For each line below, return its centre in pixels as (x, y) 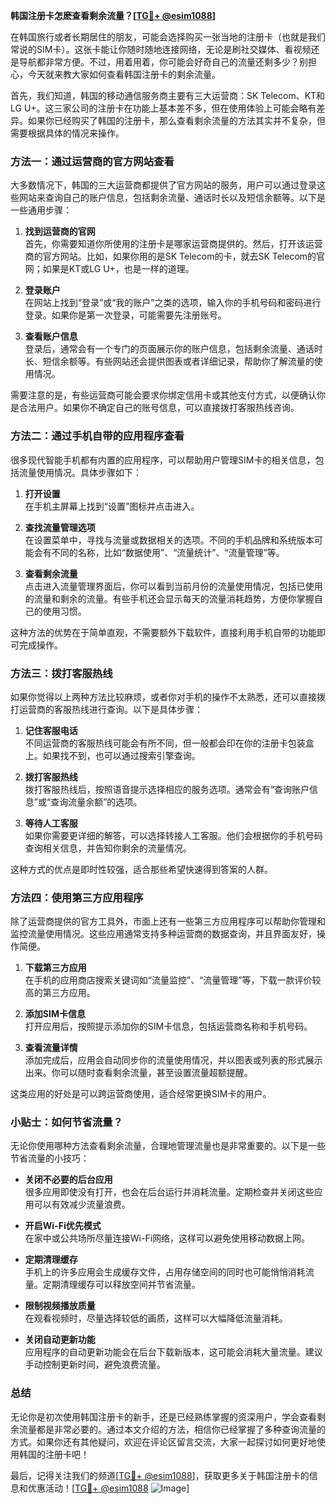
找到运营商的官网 (60, 231)
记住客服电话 (51, 730)
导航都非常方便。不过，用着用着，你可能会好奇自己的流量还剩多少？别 (163, 62)
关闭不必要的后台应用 (68, 1180)
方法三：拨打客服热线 (61, 673)
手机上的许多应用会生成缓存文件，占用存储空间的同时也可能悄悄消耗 (165, 1272)
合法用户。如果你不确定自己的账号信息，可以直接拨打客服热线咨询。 (159, 408)
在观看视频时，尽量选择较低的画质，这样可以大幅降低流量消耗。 (156, 1318)
